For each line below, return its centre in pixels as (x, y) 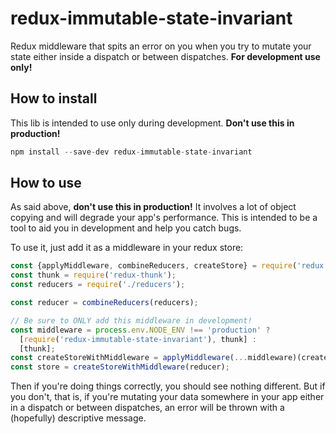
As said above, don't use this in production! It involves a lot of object (153, 207)
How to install (54, 98)
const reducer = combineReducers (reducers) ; (104, 303)
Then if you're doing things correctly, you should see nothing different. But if (168, 386)
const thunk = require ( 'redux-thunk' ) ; (93, 275)
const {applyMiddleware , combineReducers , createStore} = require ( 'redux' (169, 266)
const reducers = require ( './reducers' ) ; (98, 285)
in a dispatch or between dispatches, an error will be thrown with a (147, 408)
